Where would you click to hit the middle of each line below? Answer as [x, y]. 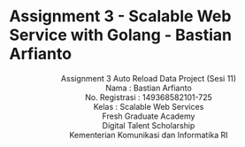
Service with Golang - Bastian [121, 35]
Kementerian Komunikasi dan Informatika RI [149, 135]
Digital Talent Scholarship [149, 125]
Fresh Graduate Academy [149, 116]
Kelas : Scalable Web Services [149, 106]
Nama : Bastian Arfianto [149, 88]
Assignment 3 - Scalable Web [120, 16]
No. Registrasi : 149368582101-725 [149, 97]
